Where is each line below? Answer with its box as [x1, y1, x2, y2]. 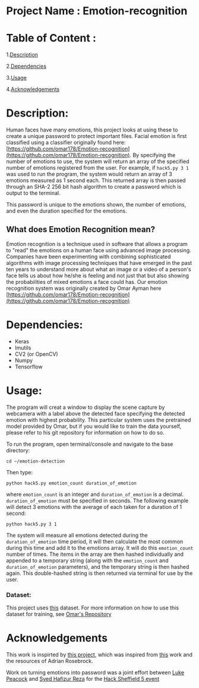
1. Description [6, 51, 39, 58]
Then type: [6, 468, 33, 476]
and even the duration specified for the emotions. [6, 207, 127, 215]
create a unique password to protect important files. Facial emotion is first [6, 133, 187, 140]
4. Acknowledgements [6, 86, 60, 93]
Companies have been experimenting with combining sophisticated [6, 253, 171, 260]
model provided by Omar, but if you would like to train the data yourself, [6, 423, 182, 430]
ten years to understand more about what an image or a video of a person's [6, 265, 191, 273]
